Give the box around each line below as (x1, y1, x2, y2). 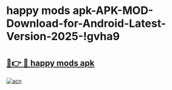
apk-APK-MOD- (72, 4, 154, 18)
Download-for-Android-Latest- (6, 16, 167, 30)
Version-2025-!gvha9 (6, 30, 120, 43)
